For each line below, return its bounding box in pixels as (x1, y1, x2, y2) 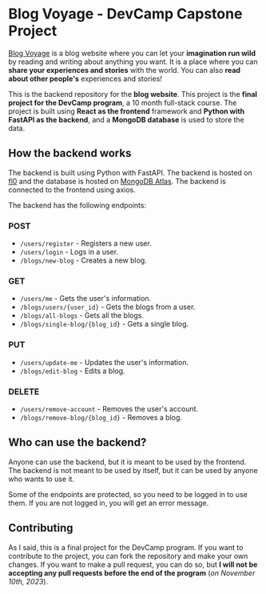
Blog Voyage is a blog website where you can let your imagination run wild (8, 48, 256, 58)
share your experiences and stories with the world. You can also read (8, 65, 241, 74)
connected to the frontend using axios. (8, 185, 136, 195)
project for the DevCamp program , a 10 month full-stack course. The (8, 98, 237, 107)
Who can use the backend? (8, 435, 147, 449)
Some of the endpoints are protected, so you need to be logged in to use (8, 489, 248, 499)
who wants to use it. (8, 474, 74, 484)
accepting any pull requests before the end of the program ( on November (8, 568, 256, 577)
